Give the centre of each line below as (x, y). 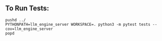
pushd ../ (16, 20)
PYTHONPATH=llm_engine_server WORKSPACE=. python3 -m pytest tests (78, 24)
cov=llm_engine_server (29, 29)
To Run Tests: (27, 8)
